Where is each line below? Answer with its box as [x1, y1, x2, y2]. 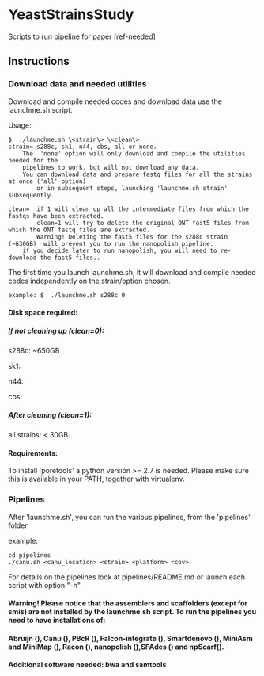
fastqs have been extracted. [8, 212, 104, 220]
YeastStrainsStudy [8, 6, 134, 24]
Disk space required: [8, 307, 78, 318]
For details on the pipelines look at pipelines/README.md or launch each [8, 572, 246, 582]
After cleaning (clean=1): [8, 410, 92, 419]
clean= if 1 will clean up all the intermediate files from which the [8, 204, 249, 213]
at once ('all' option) [8, 177, 87, 185]
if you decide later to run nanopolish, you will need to [22, 246, 217, 254]
